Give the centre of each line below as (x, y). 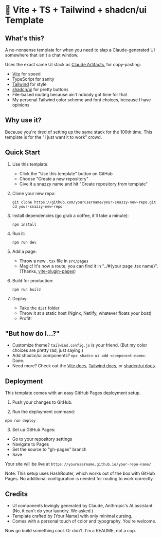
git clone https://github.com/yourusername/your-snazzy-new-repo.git (84, 202)
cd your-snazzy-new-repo (37, 206)
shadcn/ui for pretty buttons (40, 89)
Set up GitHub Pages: (34, 430)
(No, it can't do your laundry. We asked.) (53, 511)
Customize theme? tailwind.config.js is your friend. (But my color (80, 345)
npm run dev (24, 242)
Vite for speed (26, 74)
